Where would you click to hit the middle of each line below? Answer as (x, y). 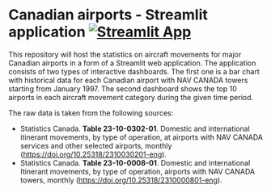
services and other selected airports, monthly (96, 145)
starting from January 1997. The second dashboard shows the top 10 (123, 88)
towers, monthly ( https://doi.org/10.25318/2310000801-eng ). (121, 180)
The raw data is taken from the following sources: (91, 113)
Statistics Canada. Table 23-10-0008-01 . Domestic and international (135, 162)
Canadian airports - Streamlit (108, 15)
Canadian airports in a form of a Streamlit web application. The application (132, 63)
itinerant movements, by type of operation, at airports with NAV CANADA (141, 137)
